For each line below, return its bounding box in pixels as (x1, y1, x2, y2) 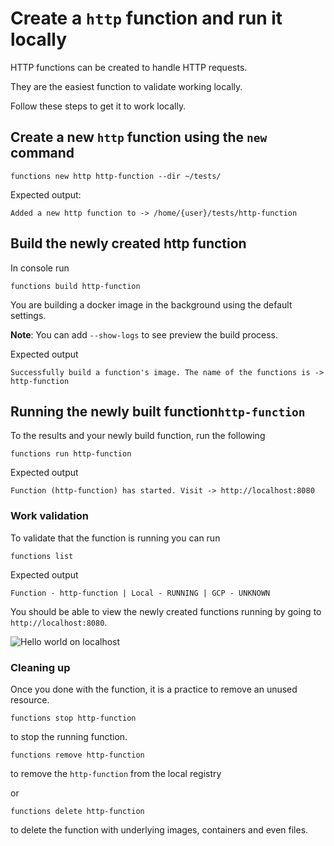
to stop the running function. (10, 730, 128, 742)
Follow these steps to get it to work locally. (10, 100, 187, 112)
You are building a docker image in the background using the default (10, 298, 293, 311)
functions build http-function (10, 281, 141, 291)
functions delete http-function (10, 806, 145, 816)
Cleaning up (10, 660, 71, 674)
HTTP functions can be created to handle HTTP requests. (10, 61, 248, 73)
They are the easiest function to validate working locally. (10, 80, 243, 92)
